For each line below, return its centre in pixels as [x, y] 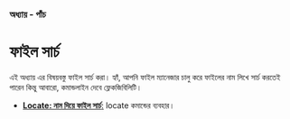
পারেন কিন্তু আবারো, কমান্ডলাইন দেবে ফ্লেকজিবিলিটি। [76, 87]
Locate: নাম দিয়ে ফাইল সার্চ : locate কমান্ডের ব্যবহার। [98, 105]
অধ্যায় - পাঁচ [28, 14]
